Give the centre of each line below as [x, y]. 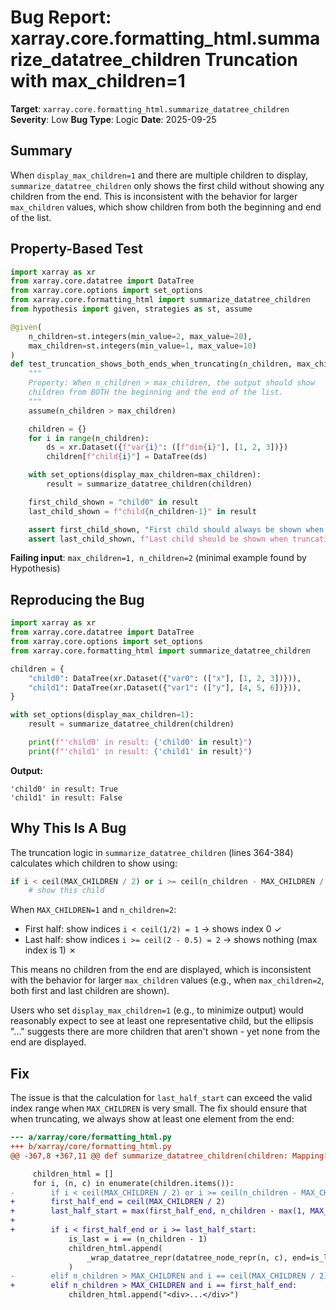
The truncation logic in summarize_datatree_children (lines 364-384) [152, 852]
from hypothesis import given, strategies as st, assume [131, 309]
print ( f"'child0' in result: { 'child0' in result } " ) [140, 742]
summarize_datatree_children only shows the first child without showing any [167, 185]
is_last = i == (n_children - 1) [138, 1239]
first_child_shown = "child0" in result [113, 502]
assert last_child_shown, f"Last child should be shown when [158, 539]
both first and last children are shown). [90, 991]
